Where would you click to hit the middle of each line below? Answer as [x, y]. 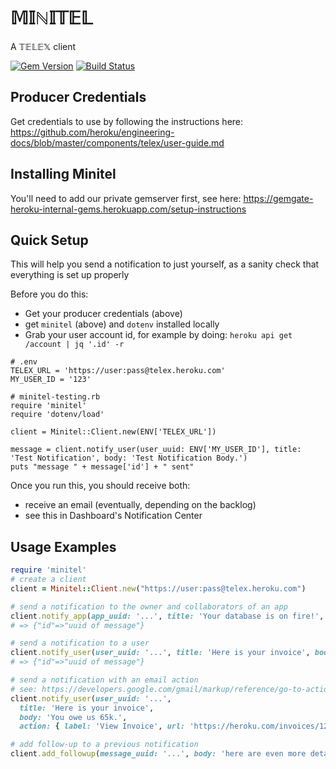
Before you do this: [49, 294]
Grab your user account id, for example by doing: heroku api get [158, 335]
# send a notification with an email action [104, 680]
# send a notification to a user [80, 643]
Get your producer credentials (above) [103, 314]
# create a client [48, 580]
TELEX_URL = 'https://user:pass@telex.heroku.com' [118, 371]
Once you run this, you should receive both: [100, 486]
